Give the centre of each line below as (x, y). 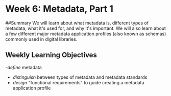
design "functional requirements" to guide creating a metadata (78, 82)
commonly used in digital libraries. (41, 39)
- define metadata (23, 67)
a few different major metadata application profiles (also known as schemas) (86, 34)
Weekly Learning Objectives (51, 55)
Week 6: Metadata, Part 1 (59, 9)
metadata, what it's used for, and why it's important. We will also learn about (86, 28)
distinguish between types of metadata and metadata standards (80, 77)
